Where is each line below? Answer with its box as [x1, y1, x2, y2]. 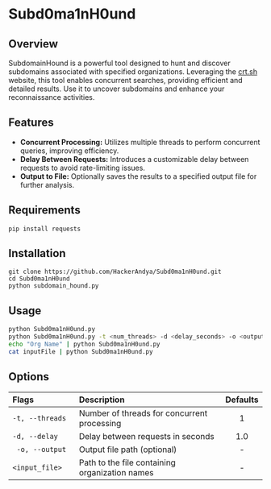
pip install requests [8, 225, 81, 233]
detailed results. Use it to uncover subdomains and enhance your [8, 84, 225, 93]
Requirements [8, 203, 81, 218]
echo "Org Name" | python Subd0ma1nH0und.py [8, 340, 161, 348]
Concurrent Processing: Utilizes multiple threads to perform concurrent [19, 137, 261, 147]
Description [78, 394, 125, 405]
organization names [78, 466, 154, 478]
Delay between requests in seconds [78, 430, 215, 441]
